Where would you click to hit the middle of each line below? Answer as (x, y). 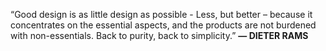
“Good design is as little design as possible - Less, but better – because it (161, 14)
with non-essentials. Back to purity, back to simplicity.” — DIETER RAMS (159, 35)
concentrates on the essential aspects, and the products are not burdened (163, 25)
